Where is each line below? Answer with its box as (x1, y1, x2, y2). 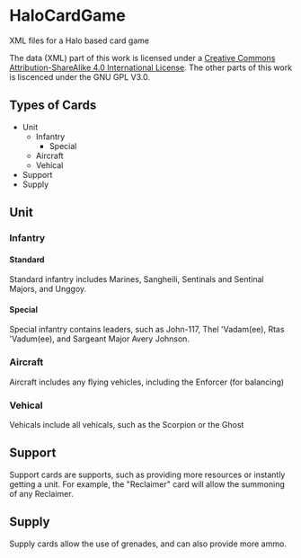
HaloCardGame (9, 5, 126, 26)
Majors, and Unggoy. (9, 284, 87, 295)
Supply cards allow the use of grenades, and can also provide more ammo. (9, 538, 288, 549)
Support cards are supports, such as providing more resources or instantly (9, 469, 286, 480)
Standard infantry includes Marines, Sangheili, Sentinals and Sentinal (9, 274, 264, 285)
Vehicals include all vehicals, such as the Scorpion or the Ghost (9, 420, 244, 430)
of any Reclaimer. (9, 488, 74, 499)
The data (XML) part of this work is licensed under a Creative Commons (9, 52, 276, 63)
